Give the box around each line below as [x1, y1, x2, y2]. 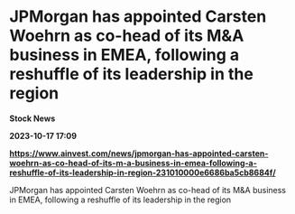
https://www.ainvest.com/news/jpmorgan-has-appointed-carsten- [9, 147, 269, 159]
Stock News [9, 113, 56, 124]
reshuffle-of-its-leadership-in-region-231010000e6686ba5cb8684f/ [9, 167, 277, 178]
